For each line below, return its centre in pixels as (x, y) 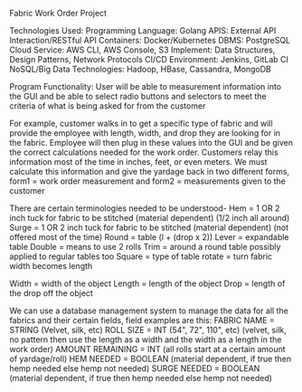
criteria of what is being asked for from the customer (108, 106)
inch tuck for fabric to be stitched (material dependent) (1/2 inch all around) (150, 218)
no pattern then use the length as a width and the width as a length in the (146, 339)
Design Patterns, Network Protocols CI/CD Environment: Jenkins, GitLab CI (149, 59)
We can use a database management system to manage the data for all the (149, 311)
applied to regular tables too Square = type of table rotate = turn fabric (141, 256)
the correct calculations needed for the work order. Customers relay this (144, 152)
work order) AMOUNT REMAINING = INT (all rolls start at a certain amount (148, 349)
